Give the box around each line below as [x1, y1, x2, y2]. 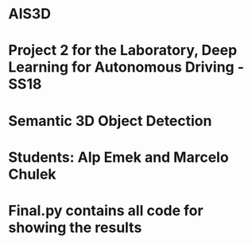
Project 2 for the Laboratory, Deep [8, 41, 238, 60]
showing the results [8, 218, 142, 236]
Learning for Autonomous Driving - [8, 58, 245, 77]
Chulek [8, 165, 57, 183]
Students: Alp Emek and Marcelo [8, 148, 229, 166]
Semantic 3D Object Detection [8, 112, 212, 130]
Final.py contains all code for [8, 201, 204, 219]
